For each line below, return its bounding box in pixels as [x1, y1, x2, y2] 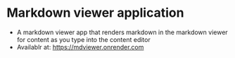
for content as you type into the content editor [16, 35, 151, 43]
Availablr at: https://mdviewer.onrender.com [16, 43, 144, 51]
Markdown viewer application [6, 5, 184, 21]
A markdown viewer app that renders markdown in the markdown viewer [16, 28, 228, 36]
